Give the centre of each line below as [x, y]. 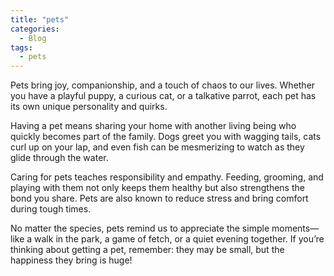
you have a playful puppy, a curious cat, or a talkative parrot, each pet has [163, 96]
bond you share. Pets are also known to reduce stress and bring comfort [159, 198]
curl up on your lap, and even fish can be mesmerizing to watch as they [157, 147]
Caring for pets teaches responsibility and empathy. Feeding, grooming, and [167, 177]
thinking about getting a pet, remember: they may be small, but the [147, 250]
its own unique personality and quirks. [89, 107]
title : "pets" [40, 19]
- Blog [33, 38]
